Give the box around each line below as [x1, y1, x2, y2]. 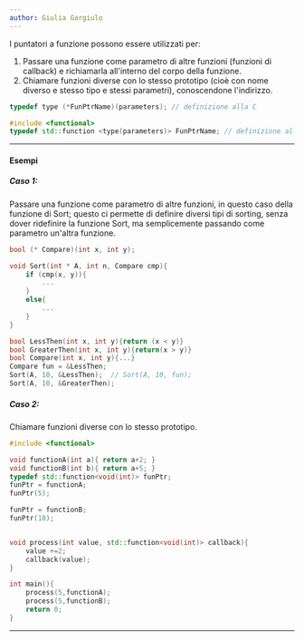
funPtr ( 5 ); [9, 489, 51, 499]
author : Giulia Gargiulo [9, 13, 103, 23]
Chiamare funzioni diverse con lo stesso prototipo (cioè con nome [22, 74, 269, 86]
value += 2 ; [25, 546, 67, 556]
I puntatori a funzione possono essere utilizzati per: [9, 38, 201, 49]
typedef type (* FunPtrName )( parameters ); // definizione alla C [9, 102, 257, 112]
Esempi [9, 155, 39, 166]
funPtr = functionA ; [9, 481, 88, 490]
